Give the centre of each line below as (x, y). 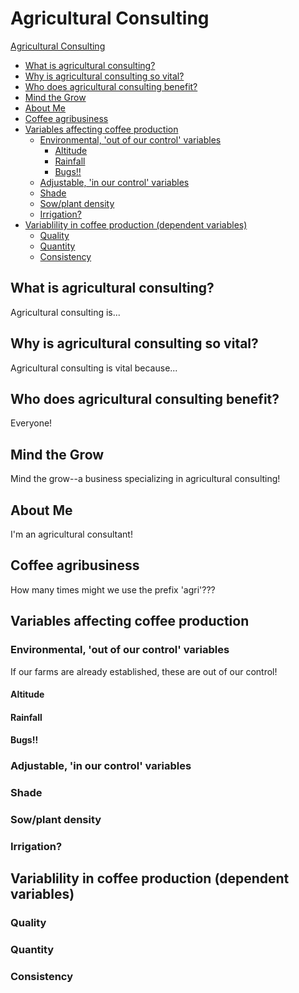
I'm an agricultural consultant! (71, 534)
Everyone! (31, 423)
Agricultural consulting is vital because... (94, 368)
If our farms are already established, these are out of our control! (144, 671)
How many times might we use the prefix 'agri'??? (113, 589)
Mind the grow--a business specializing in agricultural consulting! (145, 479)
